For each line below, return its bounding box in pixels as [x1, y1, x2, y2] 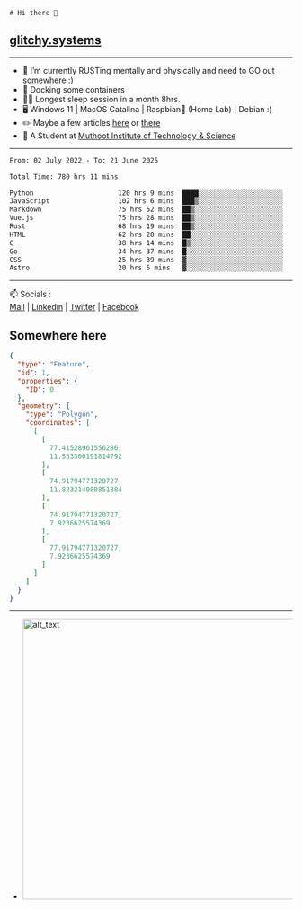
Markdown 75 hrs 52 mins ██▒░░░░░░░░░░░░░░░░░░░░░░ [9, 205, 283, 215]
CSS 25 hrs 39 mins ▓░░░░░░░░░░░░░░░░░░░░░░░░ [9, 255, 283, 264]
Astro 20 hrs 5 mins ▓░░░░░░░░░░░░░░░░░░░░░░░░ [9, 263, 283, 273]
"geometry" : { [17, 402, 70, 410]
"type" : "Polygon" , [25, 410, 99, 419]
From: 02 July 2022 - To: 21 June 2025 [9, 155, 159, 165]
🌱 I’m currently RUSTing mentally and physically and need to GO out [22, 65, 276, 75]
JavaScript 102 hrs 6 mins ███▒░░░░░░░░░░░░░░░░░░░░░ [9, 197, 283, 206]
